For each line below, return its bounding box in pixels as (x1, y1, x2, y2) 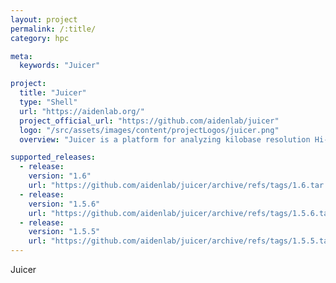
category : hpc (10, 33, 70, 43)
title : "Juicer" (19, 88, 87, 98)
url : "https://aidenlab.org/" (19, 106, 145, 116)
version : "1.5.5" (28, 227, 101, 237)
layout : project (10, 14, 78, 25)
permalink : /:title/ (10, 24, 97, 34)
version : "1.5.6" (28, 199, 101, 209)
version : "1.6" (28, 171, 92, 181)
